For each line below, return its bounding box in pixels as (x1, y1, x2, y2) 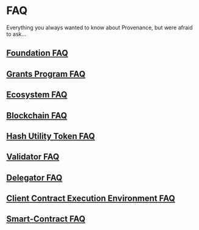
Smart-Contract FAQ (6, 214, 86, 225)
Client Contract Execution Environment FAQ (6, 193, 175, 204)
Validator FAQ (6, 152, 60, 162)
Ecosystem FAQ (6, 90, 68, 100)
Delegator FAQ (6, 172, 63, 183)
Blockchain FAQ (6, 110, 68, 121)
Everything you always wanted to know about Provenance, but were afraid (6, 24, 193, 31)
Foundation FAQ (6, 48, 69, 59)
